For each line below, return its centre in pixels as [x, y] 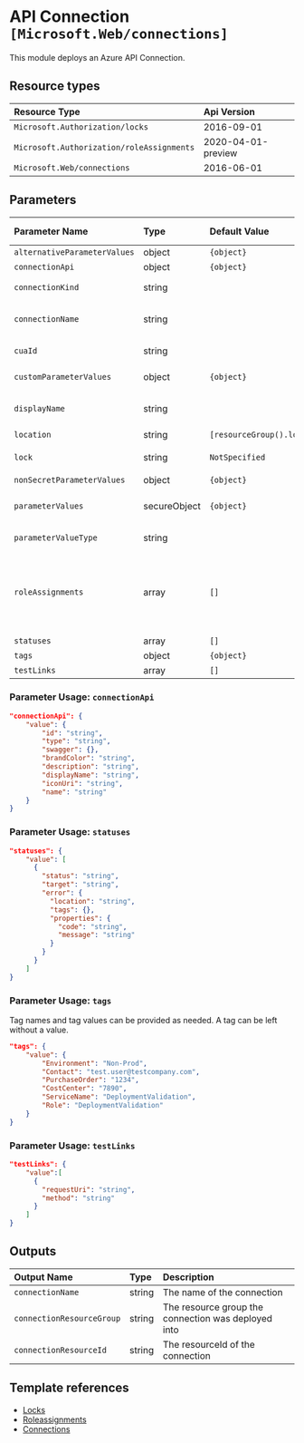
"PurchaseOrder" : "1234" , [91, 1080]
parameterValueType [56, 537]
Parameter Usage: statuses [70, 832]
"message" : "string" [96, 935]
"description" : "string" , [91, 767]
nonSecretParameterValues [70, 479]
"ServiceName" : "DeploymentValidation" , [119, 1097]
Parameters [43, 200]
